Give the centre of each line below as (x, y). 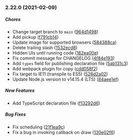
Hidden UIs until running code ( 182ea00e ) (55, 53)
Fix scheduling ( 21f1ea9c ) (39, 127)
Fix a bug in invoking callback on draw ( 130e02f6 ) (64, 132)
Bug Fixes (16, 114)
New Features (20, 90)
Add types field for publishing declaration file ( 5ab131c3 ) (70, 63)
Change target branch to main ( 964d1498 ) (55, 32)
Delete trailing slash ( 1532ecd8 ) (45, 47)
